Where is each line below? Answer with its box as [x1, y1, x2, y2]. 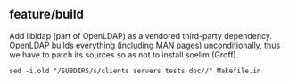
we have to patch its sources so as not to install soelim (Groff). [9, 49, 239, 60]
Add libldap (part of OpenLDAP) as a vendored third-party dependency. [9, 30, 272, 41]
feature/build [9, 7, 85, 22]
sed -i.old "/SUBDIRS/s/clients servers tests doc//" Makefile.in [9, 66, 261, 75]
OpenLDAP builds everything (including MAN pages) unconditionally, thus [9, 40, 281, 50]
